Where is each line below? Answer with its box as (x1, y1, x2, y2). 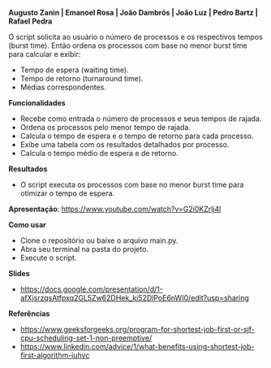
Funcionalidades (8, 98, 67, 107)
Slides (8, 269, 30, 278)
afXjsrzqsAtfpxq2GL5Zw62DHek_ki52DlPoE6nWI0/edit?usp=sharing (19, 293, 250, 302)
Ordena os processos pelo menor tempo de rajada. (19, 123, 191, 132)
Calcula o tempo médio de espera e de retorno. (19, 149, 179, 158)
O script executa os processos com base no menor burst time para (19, 180, 244, 189)
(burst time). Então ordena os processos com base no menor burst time (8, 41, 247, 50)
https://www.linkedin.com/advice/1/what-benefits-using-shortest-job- (19, 342, 255, 351)
